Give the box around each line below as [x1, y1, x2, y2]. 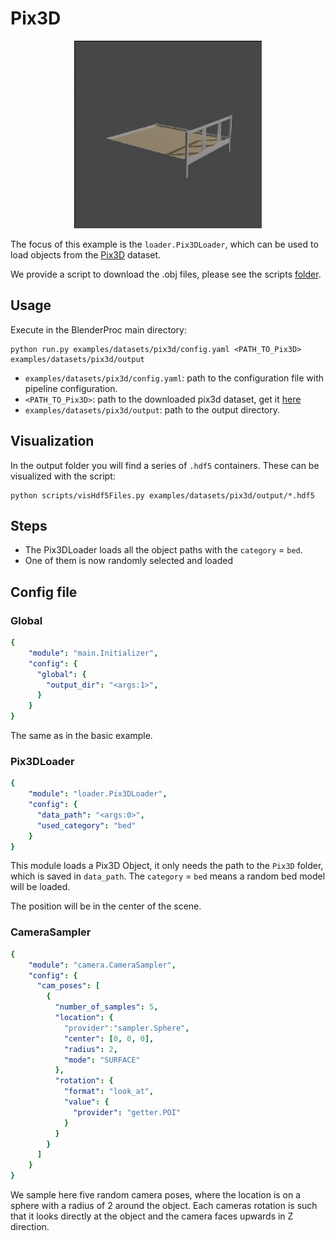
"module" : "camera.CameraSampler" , [28, 960, 177, 970]
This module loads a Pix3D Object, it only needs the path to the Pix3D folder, [10, 860, 324, 872]
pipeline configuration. [24, 382, 118, 394]
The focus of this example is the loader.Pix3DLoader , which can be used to [10, 238, 319, 250]
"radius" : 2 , [63, 1044, 118, 1054]
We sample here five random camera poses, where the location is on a [10, 1189, 302, 1201]
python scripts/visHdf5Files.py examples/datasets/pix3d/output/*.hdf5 [10, 490, 315, 501]
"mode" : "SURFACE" [63, 1055, 141, 1065]
